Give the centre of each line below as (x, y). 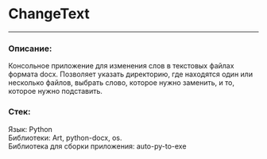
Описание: (30, 48)
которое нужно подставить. (56, 91)
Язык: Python (31, 129)
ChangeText (49, 14)
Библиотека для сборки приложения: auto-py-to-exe (97, 146)
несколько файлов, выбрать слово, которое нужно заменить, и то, (122, 83)
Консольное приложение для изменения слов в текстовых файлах (121, 66)
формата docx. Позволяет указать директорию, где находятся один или (130, 74)
